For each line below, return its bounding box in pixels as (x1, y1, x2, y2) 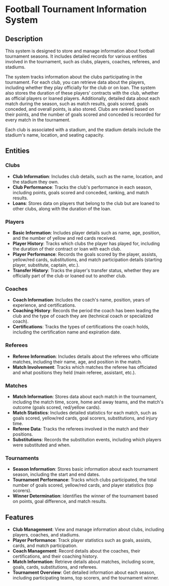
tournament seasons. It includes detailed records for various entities (5, 53, 147, 59)
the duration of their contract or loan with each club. (12, 245, 122, 252)
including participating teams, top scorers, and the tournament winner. (12, 574, 159, 580)
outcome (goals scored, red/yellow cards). (12, 404, 101, 410)
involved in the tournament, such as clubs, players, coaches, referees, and (5, 59, 160, 64)
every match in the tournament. (5, 117, 71, 122)
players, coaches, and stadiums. (12, 531, 80, 537)
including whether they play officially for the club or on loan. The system (5, 85, 156, 91)
